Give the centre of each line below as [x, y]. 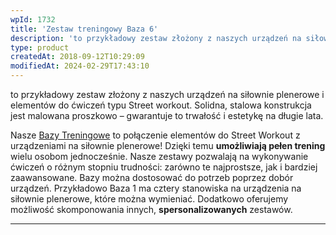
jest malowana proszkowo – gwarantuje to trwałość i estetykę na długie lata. [167, 115]
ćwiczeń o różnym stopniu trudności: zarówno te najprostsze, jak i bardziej [164, 167]
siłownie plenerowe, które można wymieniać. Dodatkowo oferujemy [149, 199]
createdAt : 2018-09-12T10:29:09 [77, 57]
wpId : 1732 [33, 19]
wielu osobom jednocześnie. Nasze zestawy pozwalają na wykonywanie [159, 156]
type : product [40, 47]
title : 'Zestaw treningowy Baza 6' [84, 29]
